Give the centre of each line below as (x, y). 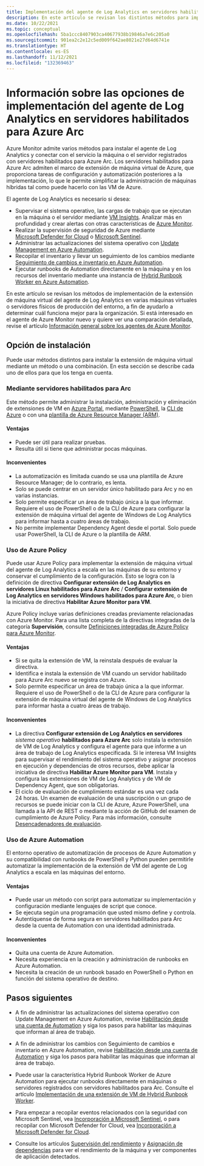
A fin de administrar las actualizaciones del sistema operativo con (97, 1013)
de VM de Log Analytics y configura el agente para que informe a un (101, 746)
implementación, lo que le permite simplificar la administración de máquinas (101, 181)
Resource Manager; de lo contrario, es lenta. (71, 482)
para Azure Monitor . (31, 633)
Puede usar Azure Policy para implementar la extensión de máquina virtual (100, 563)
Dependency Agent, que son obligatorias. (67, 785)
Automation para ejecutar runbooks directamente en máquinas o (96, 1081)
